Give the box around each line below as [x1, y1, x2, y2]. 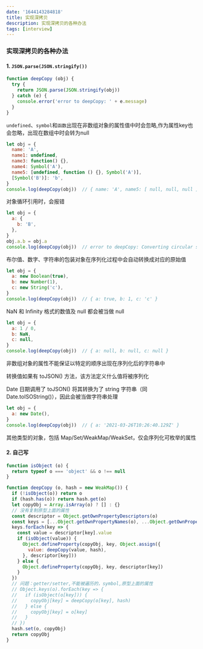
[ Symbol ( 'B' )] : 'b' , [11, 175, 63, 181]
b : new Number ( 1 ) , [11, 279, 59, 285]
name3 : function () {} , [11, 158, 69, 164]
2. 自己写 [6, 449, 29, 456]
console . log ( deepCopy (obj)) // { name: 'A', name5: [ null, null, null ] [6, 186, 199, 192]
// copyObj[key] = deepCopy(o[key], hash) [11, 597, 131, 604]
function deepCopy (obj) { [6, 76, 74, 82]
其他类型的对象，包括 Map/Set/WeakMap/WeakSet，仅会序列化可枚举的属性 [6, 434, 196, 441]
